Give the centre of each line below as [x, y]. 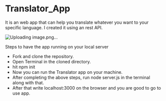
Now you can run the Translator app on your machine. [67, 72]
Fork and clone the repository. [43, 56]
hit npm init [24, 67]
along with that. [28, 83]
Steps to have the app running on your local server [57, 47]
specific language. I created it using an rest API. [54, 27]
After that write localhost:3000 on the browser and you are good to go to [86, 88]
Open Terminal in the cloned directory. [52, 61]
